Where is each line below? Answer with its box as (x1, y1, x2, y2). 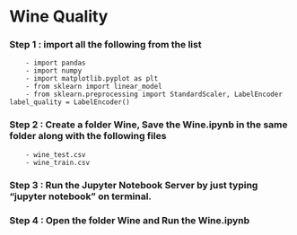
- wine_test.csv (25, 150, 87, 159)
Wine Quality (9, 6, 109, 27)
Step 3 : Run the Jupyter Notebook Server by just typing (9, 178, 258, 191)
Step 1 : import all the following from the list (9, 39, 202, 51)
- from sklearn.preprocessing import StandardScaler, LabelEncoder (25, 90, 283, 100)
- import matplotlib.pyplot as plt (25, 74, 159, 83)
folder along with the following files (9, 130, 167, 143)
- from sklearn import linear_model (25, 83, 163, 91)
